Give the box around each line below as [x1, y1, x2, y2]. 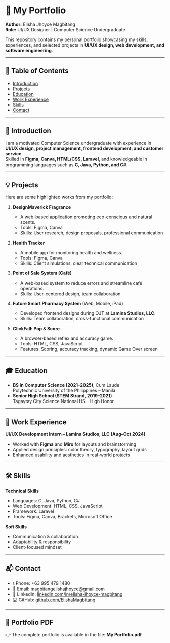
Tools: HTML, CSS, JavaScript [20, 341, 83, 347]
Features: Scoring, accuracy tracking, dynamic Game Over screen [20, 346, 158, 352]
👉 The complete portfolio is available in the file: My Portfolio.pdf [5, 632, 142, 638]
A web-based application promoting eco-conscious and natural [20, 214, 153, 220]
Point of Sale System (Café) [12, 270, 72, 276]
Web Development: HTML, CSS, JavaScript [12, 503, 103, 509]
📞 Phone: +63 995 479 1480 [12, 580, 70, 586]
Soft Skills [5, 524, 27, 530]
